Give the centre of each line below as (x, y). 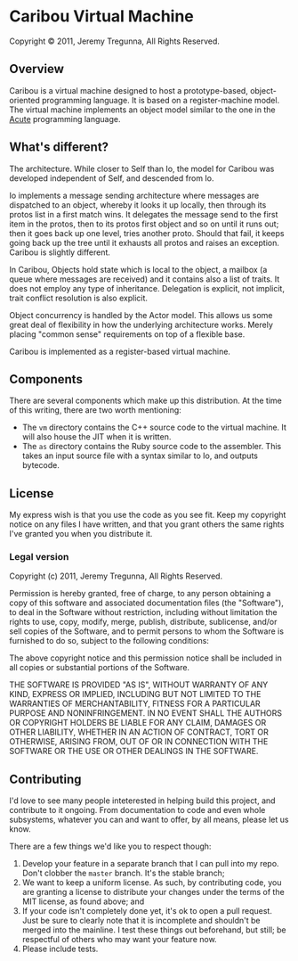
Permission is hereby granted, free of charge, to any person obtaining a (140, 594)
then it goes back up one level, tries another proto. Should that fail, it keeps (147, 233)
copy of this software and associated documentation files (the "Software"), (147, 603)
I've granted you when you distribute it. (81, 534)
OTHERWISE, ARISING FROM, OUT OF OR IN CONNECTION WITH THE (139, 742)
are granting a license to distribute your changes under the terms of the (153, 892)
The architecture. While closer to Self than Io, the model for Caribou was (142, 168)
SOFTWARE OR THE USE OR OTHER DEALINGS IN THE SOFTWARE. (134, 752)
